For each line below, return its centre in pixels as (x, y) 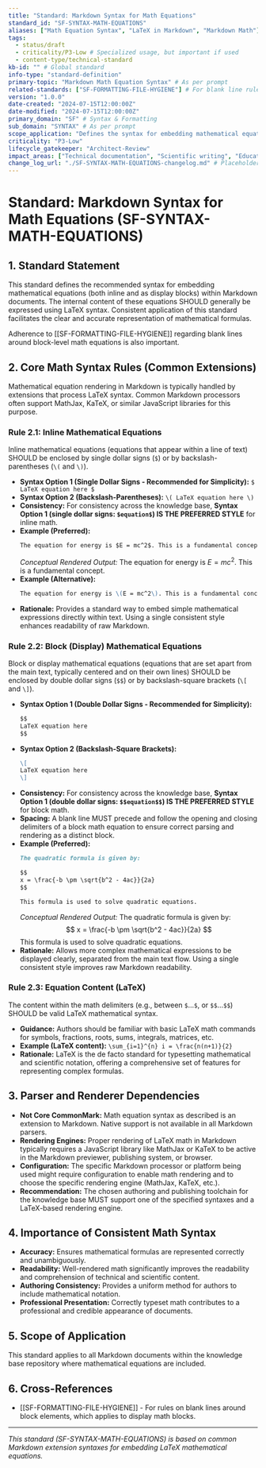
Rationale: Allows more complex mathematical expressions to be (125, 950)
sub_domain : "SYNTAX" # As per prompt (72, 126)
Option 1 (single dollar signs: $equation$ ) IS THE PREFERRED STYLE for (137, 514)
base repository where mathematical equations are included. (107, 1364)
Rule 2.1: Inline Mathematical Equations (85, 432)
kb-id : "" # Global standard (56, 68)
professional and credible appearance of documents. (106, 1311)
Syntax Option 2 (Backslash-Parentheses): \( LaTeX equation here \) (137, 497)
